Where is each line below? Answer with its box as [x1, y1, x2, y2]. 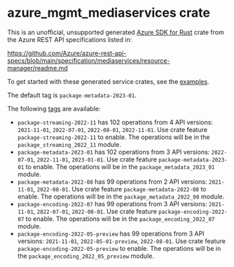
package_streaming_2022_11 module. [17, 140, 121, 148]
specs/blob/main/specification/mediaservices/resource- [7, 56, 170, 64]
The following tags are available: [7, 104, 101, 113]
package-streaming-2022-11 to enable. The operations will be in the [17, 133, 210, 141]
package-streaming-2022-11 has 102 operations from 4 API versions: [17, 117, 214, 127]
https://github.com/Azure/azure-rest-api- [7, 49, 127, 57]
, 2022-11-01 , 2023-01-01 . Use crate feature [33, 155, 158, 164]
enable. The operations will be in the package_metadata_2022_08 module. [17, 192, 225, 201]
